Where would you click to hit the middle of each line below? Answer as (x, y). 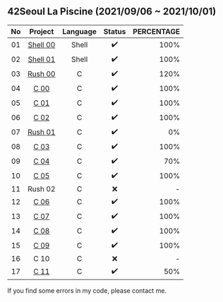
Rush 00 (42, 74)
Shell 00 (42, 45)
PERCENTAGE (157, 31)
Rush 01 (42, 132)
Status (115, 31)
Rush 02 (42, 188)
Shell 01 (42, 59)
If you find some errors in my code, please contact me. (87, 290)
